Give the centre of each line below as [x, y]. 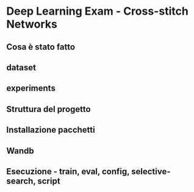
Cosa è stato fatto [41, 47]
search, [21, 181]
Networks [32, 24]
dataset [21, 68]
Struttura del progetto [48, 109]
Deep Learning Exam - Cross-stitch [98, 11]
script [49, 181]
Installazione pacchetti [51, 130]
